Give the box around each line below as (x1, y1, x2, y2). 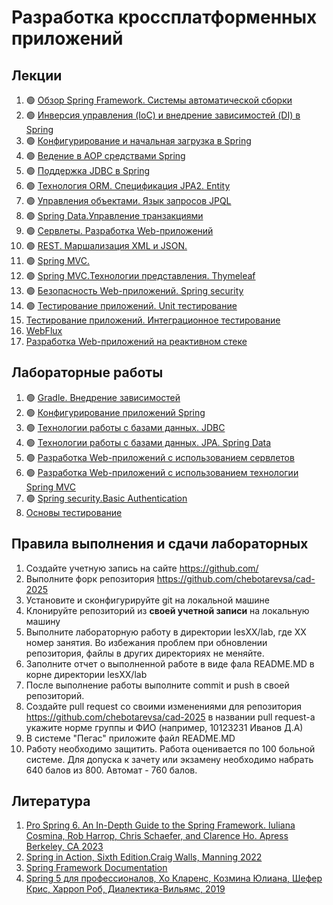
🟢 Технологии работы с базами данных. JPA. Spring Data (25, 436, 272, 448)
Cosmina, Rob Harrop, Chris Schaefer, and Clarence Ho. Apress (25, 830, 289, 842)
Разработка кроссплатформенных (11, 6, 318, 29)
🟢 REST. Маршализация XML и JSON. (25, 240, 188, 251)
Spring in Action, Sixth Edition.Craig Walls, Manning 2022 (25, 851, 263, 863)
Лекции (11, 67, 63, 84)
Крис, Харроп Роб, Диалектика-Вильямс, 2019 (25, 883, 226, 895)
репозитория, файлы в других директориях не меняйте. (25, 647, 265, 659)
